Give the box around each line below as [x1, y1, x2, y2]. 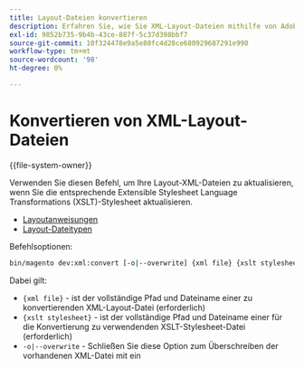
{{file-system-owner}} [9, 159, 92, 170]
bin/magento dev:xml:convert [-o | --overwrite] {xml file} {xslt [9, 259, 257, 268]
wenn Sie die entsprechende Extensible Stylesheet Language [9, 186, 238, 197]
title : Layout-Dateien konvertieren [9, 13, 147, 23]
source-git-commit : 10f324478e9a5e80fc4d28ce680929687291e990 [9, 38, 249, 48]
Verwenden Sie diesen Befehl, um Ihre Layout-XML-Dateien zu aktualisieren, [9, 177, 294, 188]
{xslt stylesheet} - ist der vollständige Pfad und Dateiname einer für [22, 311, 283, 322]
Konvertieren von [9, 110, 143, 131]
